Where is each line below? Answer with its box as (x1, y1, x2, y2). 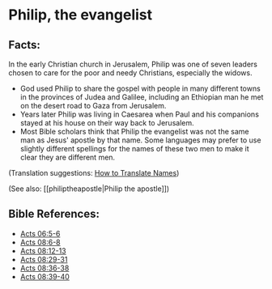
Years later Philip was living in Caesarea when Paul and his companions (19, 109, 259, 119)
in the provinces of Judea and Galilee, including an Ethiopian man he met (19, 92, 264, 102)
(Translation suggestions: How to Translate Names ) (8, 168, 180, 177)
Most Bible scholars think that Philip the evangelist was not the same (19, 127, 249, 136)
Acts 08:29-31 (19, 254, 68, 264)
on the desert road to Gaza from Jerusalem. (19, 101, 167, 110)
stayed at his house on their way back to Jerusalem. (19, 118, 194, 127)
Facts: (8, 38, 40, 52)
